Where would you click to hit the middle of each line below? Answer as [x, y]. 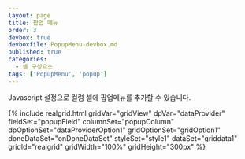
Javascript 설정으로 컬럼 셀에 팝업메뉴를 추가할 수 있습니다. [100, 97]
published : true [35, 52]
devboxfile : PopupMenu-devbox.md [63, 45]
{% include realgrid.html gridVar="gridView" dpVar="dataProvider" [117, 113]
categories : [28, 60]
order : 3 [22, 30]
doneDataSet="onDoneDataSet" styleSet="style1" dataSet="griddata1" [123, 138]
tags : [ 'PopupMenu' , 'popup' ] [58, 74]
